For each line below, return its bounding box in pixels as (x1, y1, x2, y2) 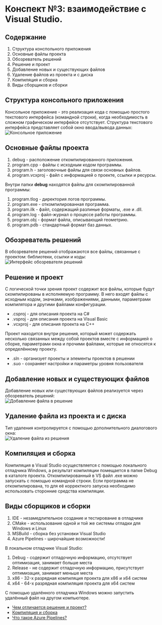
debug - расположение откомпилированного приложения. (12, 156, 134, 162)
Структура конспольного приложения (12, 46, 91, 51)
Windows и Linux (12, 525, 47, 531)
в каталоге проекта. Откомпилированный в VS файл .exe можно (5, 473, 138, 478)
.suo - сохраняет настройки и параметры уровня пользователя (12, 361, 144, 367)
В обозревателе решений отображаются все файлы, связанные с (5, 249, 141, 254)
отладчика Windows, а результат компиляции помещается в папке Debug (5, 467, 157, 473)
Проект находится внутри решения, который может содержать (5, 331, 136, 337)
